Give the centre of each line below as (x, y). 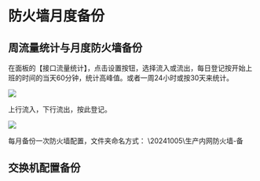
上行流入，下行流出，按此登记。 (60, 109)
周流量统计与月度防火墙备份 (75, 48)
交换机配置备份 (44, 168)
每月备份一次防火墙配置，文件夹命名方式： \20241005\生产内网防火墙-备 (126, 141)
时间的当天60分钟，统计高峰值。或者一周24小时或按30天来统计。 (128, 78)
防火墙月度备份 (57, 16)
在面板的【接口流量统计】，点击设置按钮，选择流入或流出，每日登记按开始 (127, 68)
